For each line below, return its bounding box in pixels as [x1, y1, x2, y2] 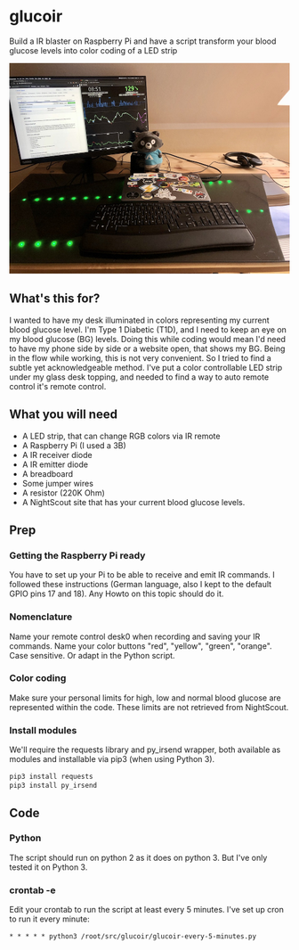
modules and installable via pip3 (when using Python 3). [9, 754, 215, 765]
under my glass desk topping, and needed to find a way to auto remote [9, 372, 270, 382]
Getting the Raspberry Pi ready [9, 549, 146, 561]
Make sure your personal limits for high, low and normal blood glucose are [9, 692, 282, 703]
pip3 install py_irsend [9, 782, 98, 790]
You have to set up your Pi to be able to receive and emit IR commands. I [9, 569, 276, 580]
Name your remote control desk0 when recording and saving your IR [9, 631, 261, 642]
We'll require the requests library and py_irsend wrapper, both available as [9, 744, 281, 755]
